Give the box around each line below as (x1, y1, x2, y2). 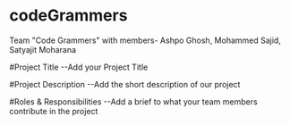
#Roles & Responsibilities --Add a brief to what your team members (9, 96, 258, 107)
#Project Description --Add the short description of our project (9, 79, 241, 89)
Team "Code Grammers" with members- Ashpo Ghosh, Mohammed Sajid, (9, 35, 282, 46)
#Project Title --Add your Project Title (9, 62, 149, 72)
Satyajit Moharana (9, 44, 77, 54)
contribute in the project (9, 105, 98, 116)
